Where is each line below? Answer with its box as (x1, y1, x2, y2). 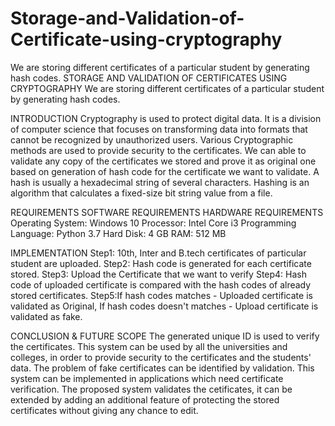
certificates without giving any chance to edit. (10, 404, 199, 416)
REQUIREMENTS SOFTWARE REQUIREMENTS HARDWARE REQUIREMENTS (10, 206, 324, 218)
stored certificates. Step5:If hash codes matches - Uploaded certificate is (10, 289, 313, 301)
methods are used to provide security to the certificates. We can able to (10, 144, 307, 156)
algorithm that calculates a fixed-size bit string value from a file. (10, 187, 273, 199)
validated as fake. (10, 310, 83, 322)
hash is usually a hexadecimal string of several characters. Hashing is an (10, 176, 310, 188)
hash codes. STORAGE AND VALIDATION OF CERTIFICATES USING (10, 72, 288, 84)
